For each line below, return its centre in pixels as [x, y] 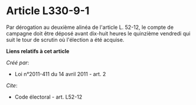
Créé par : [18, 63]
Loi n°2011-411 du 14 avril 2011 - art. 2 [60, 74]
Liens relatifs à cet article [38, 51]
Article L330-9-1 [48, 11]
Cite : [12, 85]
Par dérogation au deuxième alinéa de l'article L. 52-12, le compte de [90, 27]
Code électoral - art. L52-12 [48, 97]
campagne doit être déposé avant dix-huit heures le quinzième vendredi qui [98, 33]
